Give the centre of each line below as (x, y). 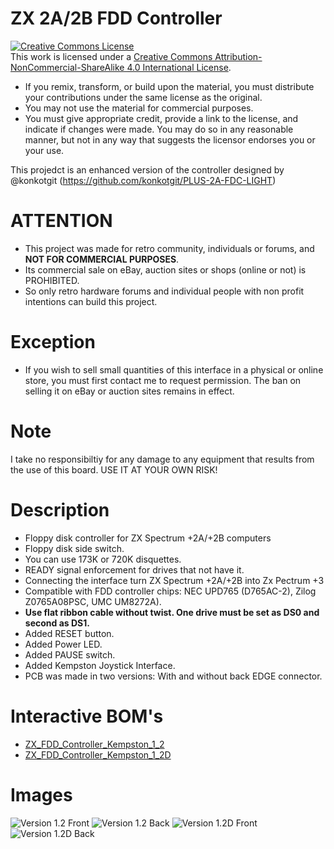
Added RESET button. (69, 633)
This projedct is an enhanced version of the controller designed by (147, 169)
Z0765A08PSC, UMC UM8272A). (93, 601)
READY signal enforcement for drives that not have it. (134, 569)
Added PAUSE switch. (70, 654)
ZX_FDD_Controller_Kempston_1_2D (98, 754)
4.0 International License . (179, 67)
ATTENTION (61, 221)
